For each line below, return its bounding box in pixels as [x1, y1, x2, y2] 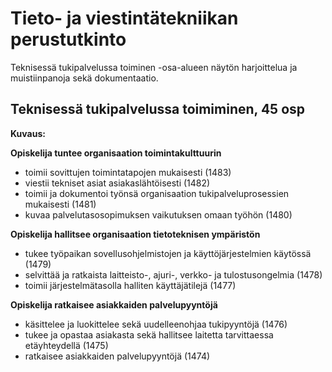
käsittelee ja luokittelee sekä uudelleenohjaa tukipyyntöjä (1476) [24, 318, 288, 330]
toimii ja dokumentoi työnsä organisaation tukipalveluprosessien [24, 187, 290, 199]
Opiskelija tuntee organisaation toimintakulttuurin [10, 147, 222, 159]
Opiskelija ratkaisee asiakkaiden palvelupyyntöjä [10, 298, 218, 311]
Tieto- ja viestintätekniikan [10, 7, 239, 30]
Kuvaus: [10, 127, 46, 139]
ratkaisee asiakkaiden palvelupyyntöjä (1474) [24, 350, 211, 362]
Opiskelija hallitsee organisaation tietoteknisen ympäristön [10, 228, 261, 240]
